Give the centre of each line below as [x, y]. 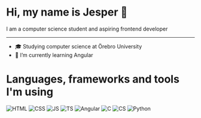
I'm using [30, 92]
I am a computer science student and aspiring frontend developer [87, 29]
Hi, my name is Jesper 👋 [67, 12]
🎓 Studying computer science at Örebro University [78, 46]
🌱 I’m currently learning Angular [54, 55]
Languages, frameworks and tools [93, 79]
